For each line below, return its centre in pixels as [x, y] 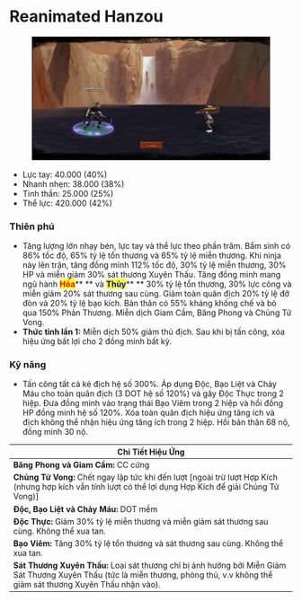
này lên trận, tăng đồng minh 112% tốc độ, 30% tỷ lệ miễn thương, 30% [154, 265]
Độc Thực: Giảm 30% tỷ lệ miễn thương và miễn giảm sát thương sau [141, 521]
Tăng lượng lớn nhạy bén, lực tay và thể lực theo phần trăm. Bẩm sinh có [156, 246]
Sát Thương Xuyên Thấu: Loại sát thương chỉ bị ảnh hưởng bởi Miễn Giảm [150, 566]
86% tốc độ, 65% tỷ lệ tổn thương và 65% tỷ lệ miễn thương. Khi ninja [151, 255]
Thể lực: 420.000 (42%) [67, 203]
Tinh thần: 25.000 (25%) [68, 193]
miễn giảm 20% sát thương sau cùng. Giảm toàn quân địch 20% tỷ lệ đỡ [156, 293]
